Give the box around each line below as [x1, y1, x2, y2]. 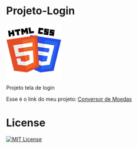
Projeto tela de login [6, 84, 55, 91]
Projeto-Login [6, 4, 75, 18]
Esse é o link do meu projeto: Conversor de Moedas [6, 96, 132, 103]
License [6, 116, 46, 130]
